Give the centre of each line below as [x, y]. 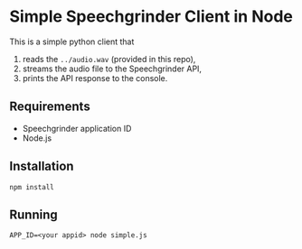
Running [34, 214]
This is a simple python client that [72, 41]
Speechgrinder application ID [77, 128]
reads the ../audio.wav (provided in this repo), [109, 59]
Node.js [37, 138]
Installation [42, 166]
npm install [32, 187]
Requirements [50, 107]
